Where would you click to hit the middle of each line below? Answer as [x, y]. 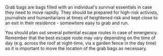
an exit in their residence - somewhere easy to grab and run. [67, 23]
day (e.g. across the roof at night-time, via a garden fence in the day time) [81, 43]
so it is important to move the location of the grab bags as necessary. [76, 48]
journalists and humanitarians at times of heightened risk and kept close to [81, 18]
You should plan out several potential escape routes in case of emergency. [81, 32]
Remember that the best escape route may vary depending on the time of [80, 38]
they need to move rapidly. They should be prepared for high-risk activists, [82, 12]
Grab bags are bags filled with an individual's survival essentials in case [79, 7]
